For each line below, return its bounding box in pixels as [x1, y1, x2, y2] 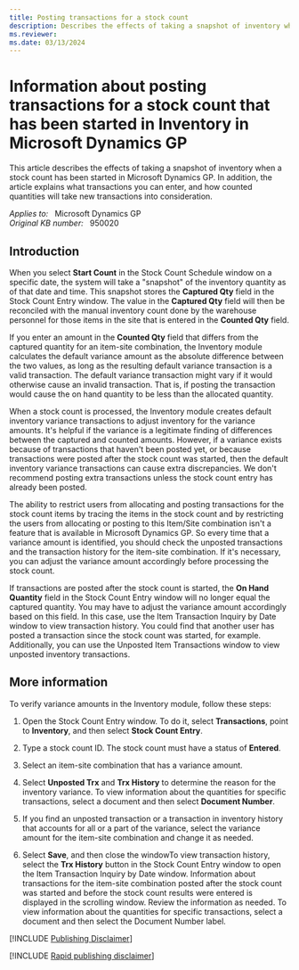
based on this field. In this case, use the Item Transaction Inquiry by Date [9, 612, 277, 621]
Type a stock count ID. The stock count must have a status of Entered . [21, 742, 282, 753]
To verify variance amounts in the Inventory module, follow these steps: [9, 698, 271, 709]
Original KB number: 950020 [9, 218, 119, 228]
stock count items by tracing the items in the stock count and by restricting [9, 509, 284, 519]
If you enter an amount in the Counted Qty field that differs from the [9, 332, 259, 342]
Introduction [9, 243, 80, 259]
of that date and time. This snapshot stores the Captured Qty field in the [9, 286, 275, 297]
